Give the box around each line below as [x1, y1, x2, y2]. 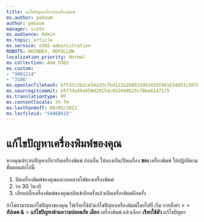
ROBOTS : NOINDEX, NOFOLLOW [6, 49, 75, 55]
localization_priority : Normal [6, 54, 86, 60]
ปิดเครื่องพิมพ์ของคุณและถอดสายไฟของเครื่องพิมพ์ [15, 176, 114, 183]
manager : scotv [6, 25, 45, 32]
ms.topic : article [6, 37, 53, 43]
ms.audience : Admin [6, 32, 56, 38]
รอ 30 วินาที [15, 183, 41, 190]
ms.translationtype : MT [6, 93, 67, 99]
